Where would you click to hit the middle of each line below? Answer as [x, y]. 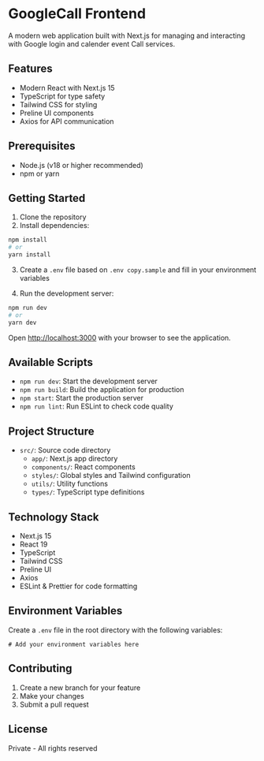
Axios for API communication [67, 121]
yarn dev [22, 323]
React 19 [33, 544]
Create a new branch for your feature [80, 688]
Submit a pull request [54, 704]
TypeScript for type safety [62, 96]
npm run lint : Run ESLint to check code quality [96, 406]
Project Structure [51, 431]
